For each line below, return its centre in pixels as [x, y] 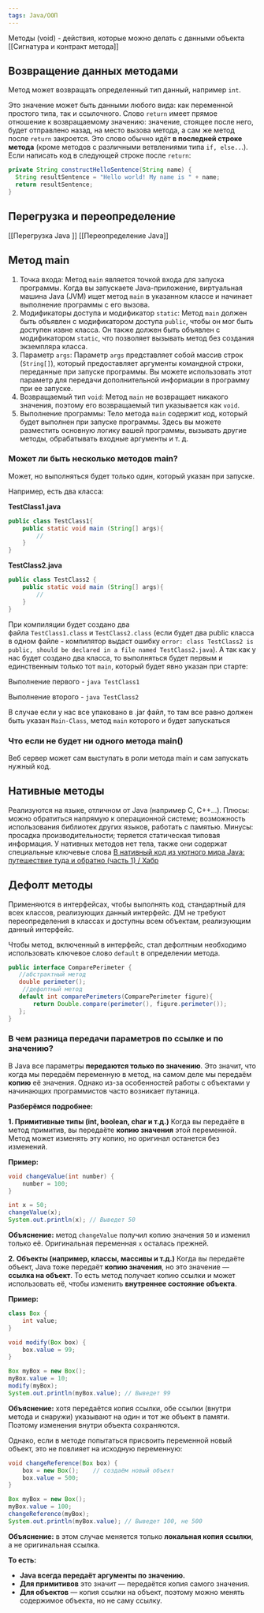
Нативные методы [56, 791]
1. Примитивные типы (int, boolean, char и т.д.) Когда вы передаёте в [126, 1121]
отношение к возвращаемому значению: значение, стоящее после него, [131, 122]
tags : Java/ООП [33, 15]
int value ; [40, 1321]
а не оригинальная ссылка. [54, 1544]
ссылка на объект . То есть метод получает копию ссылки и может [122, 1276]
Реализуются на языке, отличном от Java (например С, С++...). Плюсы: [129, 810]
